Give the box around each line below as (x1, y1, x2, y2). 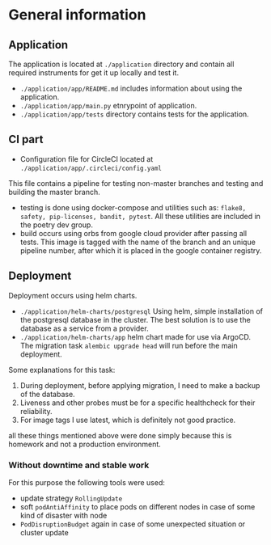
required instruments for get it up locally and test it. (8, 68, 180, 78)
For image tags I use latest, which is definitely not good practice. (19, 415, 236, 425)
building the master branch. (8, 187, 100, 196)
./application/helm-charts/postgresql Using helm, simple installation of (19, 306, 263, 316)
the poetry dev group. (19, 220, 93, 230)
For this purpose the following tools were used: (8, 477, 166, 487)
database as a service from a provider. (19, 323, 149, 333)
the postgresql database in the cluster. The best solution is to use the (19, 315, 251, 324)
